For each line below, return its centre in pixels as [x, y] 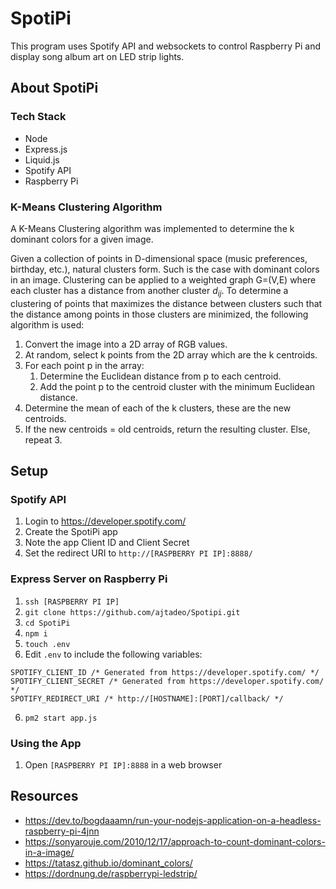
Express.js [46, 149]
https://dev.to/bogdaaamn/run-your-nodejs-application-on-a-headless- [173, 820]
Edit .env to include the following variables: [113, 654]
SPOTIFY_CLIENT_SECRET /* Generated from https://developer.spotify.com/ [167, 681]
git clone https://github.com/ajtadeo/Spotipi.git [132, 612]
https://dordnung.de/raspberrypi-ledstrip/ [111, 873]
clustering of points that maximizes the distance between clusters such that [166, 303]
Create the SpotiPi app [71, 532]
